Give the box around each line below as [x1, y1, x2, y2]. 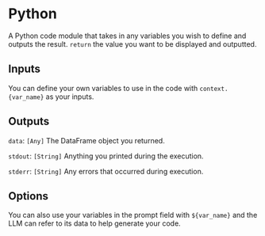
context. [199, 85, 229, 93]
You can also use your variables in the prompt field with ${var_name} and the [8, 211, 258, 220]
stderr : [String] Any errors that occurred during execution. [8, 166, 204, 176]
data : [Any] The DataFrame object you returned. [8, 135, 165, 145]
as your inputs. [45, 92, 94, 101]
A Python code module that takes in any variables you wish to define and [8, 31, 247, 40]
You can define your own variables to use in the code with [8, 83, 198, 93]
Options [8, 189, 49, 203]
